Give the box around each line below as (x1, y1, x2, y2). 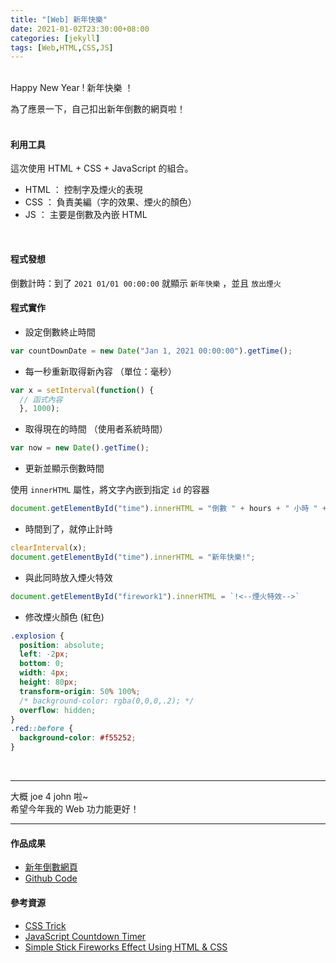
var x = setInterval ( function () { (10, 385, 155, 395)
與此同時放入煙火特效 (24, 571, 113, 583)
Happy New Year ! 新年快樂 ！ (10, 82, 134, 94)
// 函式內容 (19, 394, 63, 405)
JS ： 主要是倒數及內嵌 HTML (24, 209, 148, 221)
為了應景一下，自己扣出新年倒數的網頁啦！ (10, 103, 186, 115)
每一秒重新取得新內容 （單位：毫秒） (24, 365, 177, 377)
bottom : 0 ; (19, 659, 65, 669)
